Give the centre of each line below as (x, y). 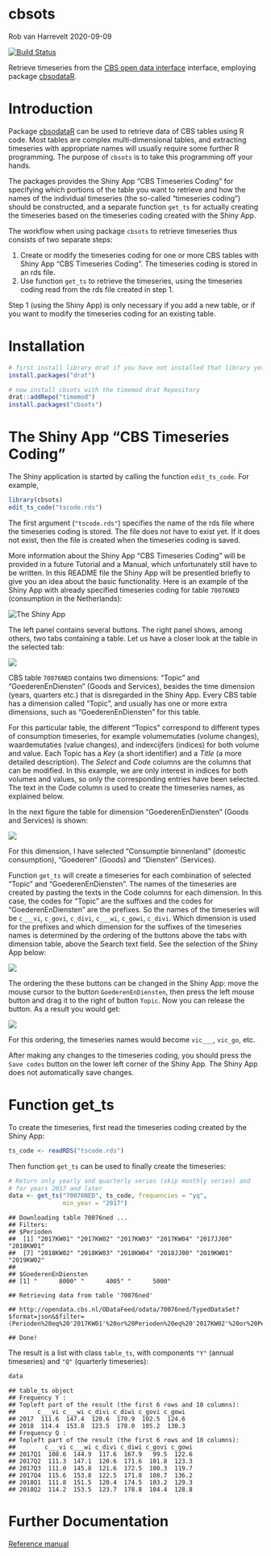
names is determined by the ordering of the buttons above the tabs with (128, 935)
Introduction (51, 109)
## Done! (23, 1338)
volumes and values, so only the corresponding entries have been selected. (134, 778)
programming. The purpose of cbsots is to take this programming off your (131, 156)
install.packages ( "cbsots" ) (56, 405)
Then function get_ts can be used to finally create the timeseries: (117, 1166)
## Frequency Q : (38, 1433)
